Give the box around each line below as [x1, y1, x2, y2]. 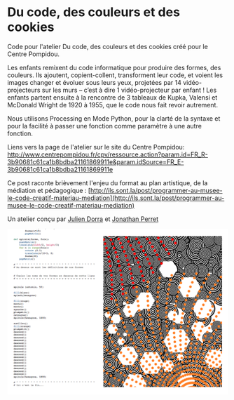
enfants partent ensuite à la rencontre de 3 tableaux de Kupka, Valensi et [7, 93, 218, 102]
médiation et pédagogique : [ [7, 186, 91, 194]
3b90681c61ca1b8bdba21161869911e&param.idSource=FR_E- [7, 157, 184, 166]
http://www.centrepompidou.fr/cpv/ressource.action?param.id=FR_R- [7, 150, 208, 159]
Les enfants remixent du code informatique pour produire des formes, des [7, 63, 221, 72]
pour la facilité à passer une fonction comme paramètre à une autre [7, 121, 202, 130]
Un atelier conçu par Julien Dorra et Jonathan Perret [7, 215, 159, 223]
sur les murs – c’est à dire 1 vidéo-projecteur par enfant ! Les [41, 86, 217, 94]
